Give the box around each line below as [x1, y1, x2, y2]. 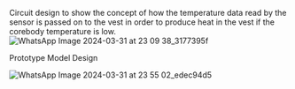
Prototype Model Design [9, 53, 98, 63]
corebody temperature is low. [9, 26, 117, 36]
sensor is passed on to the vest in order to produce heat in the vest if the [9, 17, 275, 27]
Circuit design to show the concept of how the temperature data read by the [9, 8, 287, 18]
